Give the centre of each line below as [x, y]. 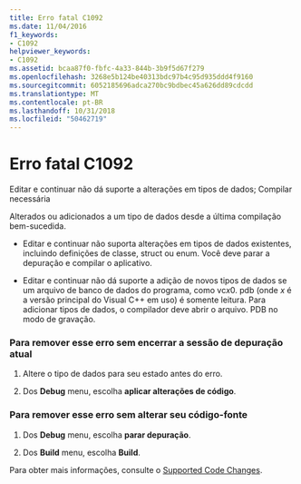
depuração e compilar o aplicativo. [87, 263]
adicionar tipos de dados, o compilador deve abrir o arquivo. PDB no [150, 310]
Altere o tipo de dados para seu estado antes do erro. [122, 374]
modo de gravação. [59, 320]
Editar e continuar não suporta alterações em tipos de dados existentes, [157, 244]
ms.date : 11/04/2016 [49, 26]
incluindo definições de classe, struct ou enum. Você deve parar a [146, 253]
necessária [30, 199]
